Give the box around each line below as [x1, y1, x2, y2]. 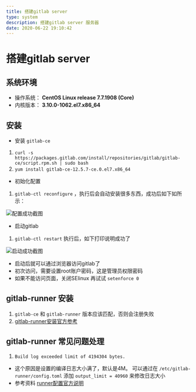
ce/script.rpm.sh [14, 160, 58, 167]
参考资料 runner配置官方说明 [14, 379, 84, 386]
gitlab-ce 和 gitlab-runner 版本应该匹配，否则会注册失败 [14, 310, 154, 317]
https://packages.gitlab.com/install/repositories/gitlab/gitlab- [14, 155, 181, 161]
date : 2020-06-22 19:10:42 [6, 25, 72, 31]
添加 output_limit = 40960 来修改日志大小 [63, 372, 165, 379]
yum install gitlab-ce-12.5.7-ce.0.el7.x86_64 [14, 167, 131, 172]
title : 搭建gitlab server [6, 8, 67, 15]
